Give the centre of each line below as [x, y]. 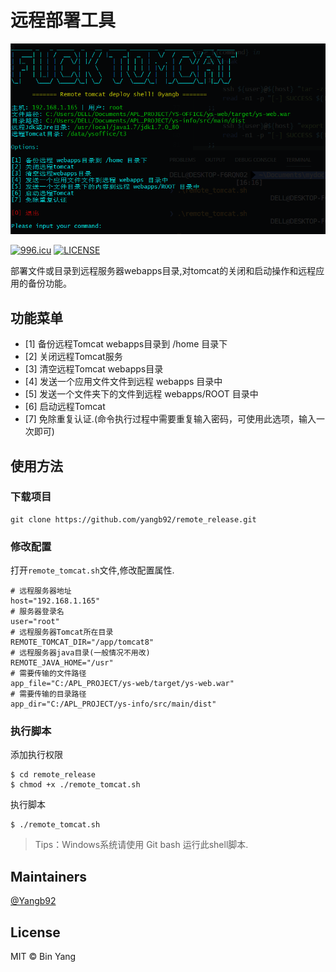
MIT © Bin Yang [43, 957]
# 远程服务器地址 [41, 591]
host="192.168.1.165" [55, 601]
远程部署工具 [63, 20]
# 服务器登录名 [37, 612]
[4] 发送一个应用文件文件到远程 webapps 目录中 [123, 382]
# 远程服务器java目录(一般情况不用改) [80, 653]
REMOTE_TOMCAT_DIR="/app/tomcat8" [82, 642]
